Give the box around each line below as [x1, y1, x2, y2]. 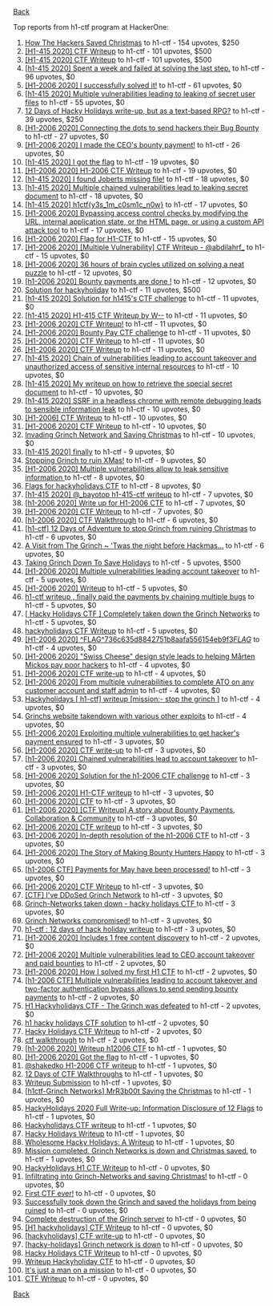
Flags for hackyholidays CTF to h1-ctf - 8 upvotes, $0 [24, 481, 202, 490]
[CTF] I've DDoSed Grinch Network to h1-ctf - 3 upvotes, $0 [24, 890, 223, 899]
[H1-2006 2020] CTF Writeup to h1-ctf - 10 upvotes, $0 [24, 421, 207, 431]
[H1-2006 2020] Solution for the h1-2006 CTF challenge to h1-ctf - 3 [24, 771, 251, 781]
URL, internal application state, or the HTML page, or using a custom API [24, 217, 265, 226]
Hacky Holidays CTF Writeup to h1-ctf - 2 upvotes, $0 [24, 1027, 203, 1036]
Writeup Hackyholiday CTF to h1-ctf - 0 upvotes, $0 [24, 1257, 195, 1266]
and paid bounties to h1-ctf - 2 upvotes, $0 [24, 959, 167, 967]
